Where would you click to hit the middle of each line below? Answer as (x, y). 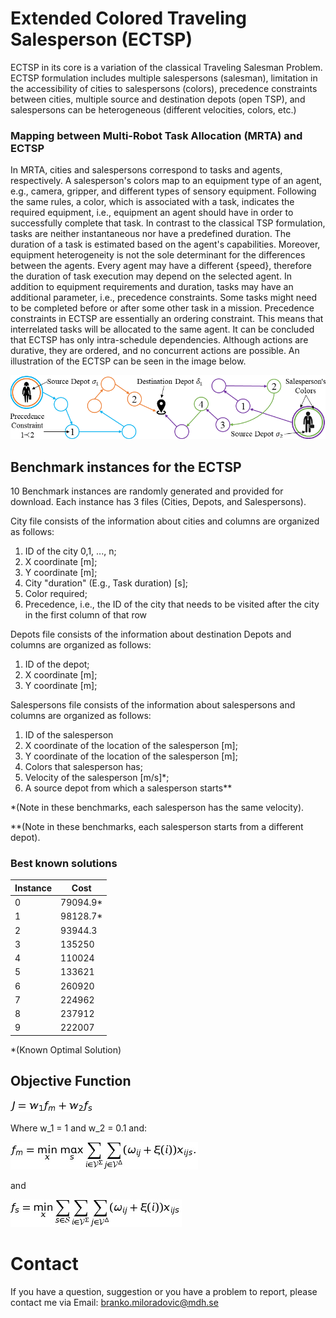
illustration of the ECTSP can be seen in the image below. (128, 361)
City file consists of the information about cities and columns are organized (165, 521)
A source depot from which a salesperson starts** (128, 788)
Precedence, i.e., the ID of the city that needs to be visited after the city (172, 604)
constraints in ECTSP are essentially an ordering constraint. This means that (167, 319)
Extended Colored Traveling (128, 18)
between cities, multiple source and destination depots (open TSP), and (158, 99)
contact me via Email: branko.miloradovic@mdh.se (114, 1302)
